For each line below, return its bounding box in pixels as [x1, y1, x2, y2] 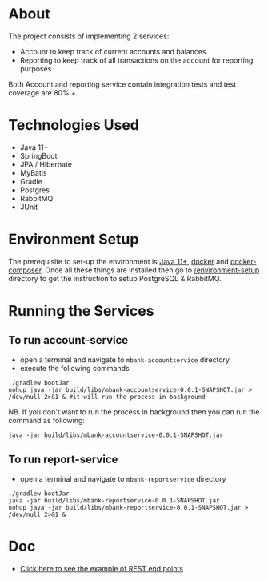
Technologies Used [8, 116, 140, 135]
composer [8, 265, 42, 275]
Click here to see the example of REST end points [19, 563, 184, 573]
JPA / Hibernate [19, 159, 73, 169]
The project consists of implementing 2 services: [8, 31, 170, 41]
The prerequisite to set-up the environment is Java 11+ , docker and [8, 256, 230, 266]
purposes [19, 63, 52, 73]
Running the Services [8, 302, 154, 320]
